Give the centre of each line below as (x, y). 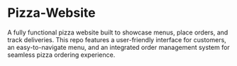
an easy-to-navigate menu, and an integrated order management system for (119, 47)
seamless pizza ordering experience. (61, 55)
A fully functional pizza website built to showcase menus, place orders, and (118, 32)
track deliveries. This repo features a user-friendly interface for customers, (117, 39)
